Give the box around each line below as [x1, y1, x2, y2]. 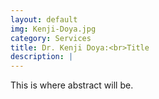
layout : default [10, 14, 78, 25]
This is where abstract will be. [10, 79, 134, 91]
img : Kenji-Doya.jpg [10, 24, 97, 34]
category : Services [10, 33, 92, 43]
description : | [10, 52, 74, 62]
